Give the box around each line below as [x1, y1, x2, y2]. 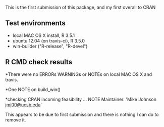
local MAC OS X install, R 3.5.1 [12, 32, 75, 38]
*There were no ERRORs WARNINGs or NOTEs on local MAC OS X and [5, 71, 152, 77]
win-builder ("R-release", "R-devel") [12, 43, 88, 49]
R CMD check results [5, 58, 73, 66]
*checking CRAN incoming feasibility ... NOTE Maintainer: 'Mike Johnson [5, 96, 157, 102]
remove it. [5, 116, 26, 123]
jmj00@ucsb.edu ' [5, 101, 42, 108]
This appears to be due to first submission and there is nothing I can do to [5, 111, 159, 117]
